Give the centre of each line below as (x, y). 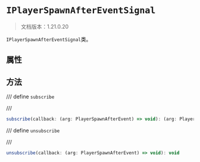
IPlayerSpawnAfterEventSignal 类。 (49, 39)
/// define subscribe (30, 96)
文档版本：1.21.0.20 (45, 26)
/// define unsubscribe (33, 130)
